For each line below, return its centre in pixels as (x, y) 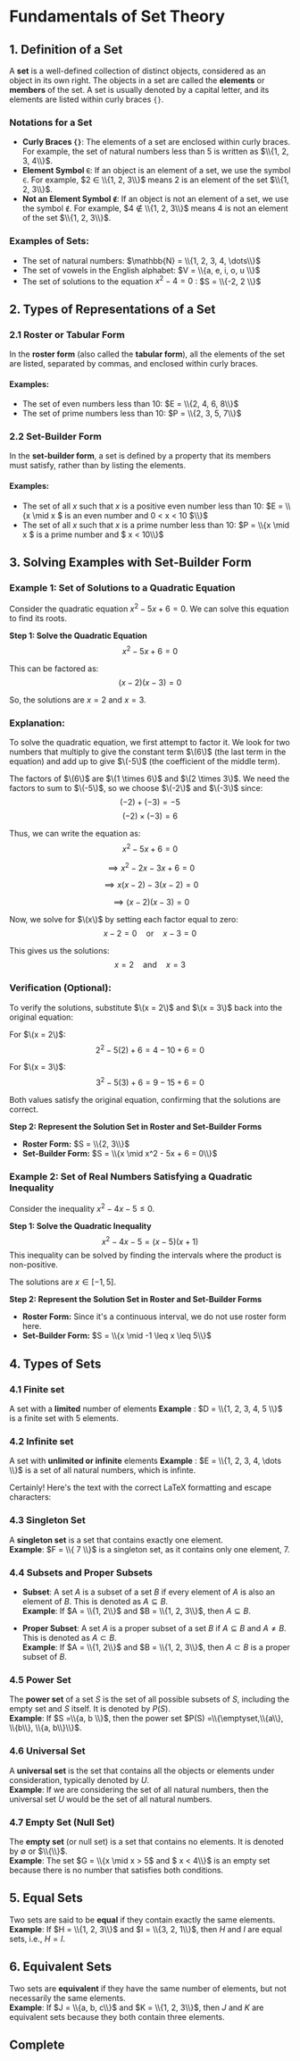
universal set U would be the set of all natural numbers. (111, 1799)
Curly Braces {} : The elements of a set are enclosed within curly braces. (156, 142)
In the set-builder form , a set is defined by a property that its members (140, 456)
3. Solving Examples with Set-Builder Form (130, 563)
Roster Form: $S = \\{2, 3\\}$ (76, 1144)
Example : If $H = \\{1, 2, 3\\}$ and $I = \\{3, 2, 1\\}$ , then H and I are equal (146, 1929)
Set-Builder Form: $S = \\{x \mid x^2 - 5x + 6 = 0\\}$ (120, 1153)
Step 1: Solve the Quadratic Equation (78, 635)
